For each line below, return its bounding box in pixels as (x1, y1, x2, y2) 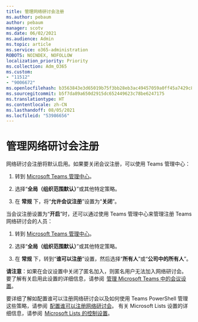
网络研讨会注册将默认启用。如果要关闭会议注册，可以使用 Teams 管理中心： (6, 160, 190, 168)
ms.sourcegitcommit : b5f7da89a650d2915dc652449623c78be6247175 (6, 91, 165, 97)
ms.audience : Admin (6, 36, 54, 42)
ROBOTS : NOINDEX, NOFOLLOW (6, 52, 72, 58)
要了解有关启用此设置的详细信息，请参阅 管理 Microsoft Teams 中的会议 (6, 275, 181, 283)
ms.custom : (6, 69, 33, 75)
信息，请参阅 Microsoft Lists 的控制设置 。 (11, 310, 113, 317)
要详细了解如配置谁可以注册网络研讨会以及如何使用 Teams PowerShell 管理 (6, 295, 189, 302)
